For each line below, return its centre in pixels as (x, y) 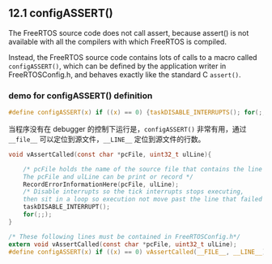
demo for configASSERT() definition (81, 95)
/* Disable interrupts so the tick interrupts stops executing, (134, 192)
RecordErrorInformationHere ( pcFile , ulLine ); (101, 184)
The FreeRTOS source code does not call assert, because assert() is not (129, 32)
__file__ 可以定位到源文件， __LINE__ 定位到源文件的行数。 (107, 139)
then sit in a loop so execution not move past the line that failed (143, 199)
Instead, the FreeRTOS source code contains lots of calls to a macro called (133, 57)
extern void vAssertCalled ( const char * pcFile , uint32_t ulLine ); (123, 244)
